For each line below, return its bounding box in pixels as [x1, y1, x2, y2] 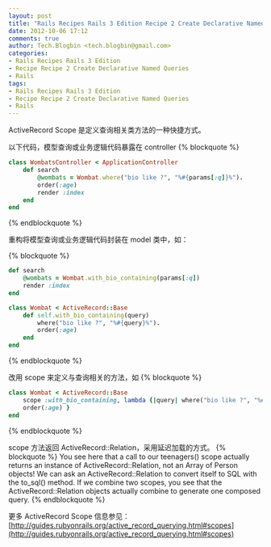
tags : [8, 79, 27, 87]
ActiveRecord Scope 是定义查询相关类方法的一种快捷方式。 [8, 125, 206, 135]
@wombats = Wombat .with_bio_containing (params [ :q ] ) [23, 274, 200, 283]
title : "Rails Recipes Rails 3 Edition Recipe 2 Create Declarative [8, 19, 244, 27]
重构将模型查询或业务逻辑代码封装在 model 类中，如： [8, 235, 189, 245]
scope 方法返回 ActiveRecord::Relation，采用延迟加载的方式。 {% [8, 442, 227, 452]
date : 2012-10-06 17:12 [8, 27, 89, 35]
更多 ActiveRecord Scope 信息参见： [8, 511, 131, 521]
